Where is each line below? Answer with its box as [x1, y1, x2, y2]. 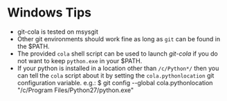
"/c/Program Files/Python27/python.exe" [17, 86, 134, 94]
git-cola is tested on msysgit [17, 27, 99, 36]
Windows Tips [7, 5, 92, 21]
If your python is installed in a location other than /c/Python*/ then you [17, 64, 219, 72]
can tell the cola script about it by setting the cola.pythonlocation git [17, 71, 215, 80]
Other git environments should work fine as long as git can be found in [17, 34, 220, 43]
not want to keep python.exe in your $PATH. [17, 56, 143, 65]
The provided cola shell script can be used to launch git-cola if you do [17, 49, 218, 58]
